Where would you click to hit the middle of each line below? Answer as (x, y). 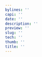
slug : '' (14, 33)
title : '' (15, 47)
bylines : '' (17, 10)
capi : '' (14, 14)
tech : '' (14, 38)
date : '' (14, 19)
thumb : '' (15, 42)
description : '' (21, 24)
